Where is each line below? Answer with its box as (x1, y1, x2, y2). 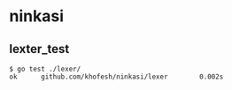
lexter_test (9, 41, 70, 56)
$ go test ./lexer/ (9, 64, 81, 73)
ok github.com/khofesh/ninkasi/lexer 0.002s (9, 72, 224, 81)
